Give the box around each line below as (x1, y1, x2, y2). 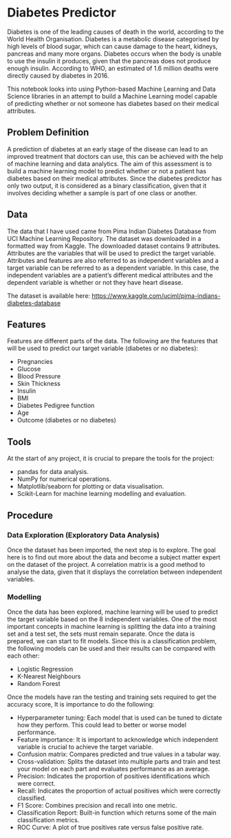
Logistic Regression (16, 665, 74, 674)
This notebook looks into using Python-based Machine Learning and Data (7, 85, 217, 93)
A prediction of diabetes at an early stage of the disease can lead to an (7, 144, 208, 153)
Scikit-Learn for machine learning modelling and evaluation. (16, 490, 187, 498)
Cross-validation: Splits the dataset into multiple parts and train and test (16, 758, 221, 766)
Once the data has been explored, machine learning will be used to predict (7, 608, 219, 616)
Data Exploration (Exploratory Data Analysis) (7, 530, 160, 539)
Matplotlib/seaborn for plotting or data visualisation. (16, 482, 164, 491)
